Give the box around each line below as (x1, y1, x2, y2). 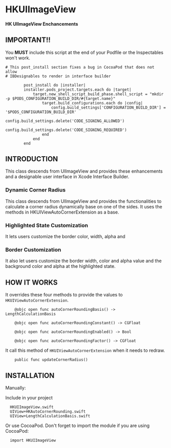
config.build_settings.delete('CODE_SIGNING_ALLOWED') (5, 118, 125, 123)
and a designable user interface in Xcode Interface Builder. (5, 174, 130, 180)
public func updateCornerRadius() (14, 357, 88, 362)
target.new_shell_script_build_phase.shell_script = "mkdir (32, 91, 164, 97)
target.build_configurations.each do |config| (41, 100, 143, 105)
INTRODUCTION (5, 155, 58, 163)
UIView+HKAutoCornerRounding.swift (10, 409, 86, 414)
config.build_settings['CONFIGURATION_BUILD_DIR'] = (51, 105, 166, 110)
